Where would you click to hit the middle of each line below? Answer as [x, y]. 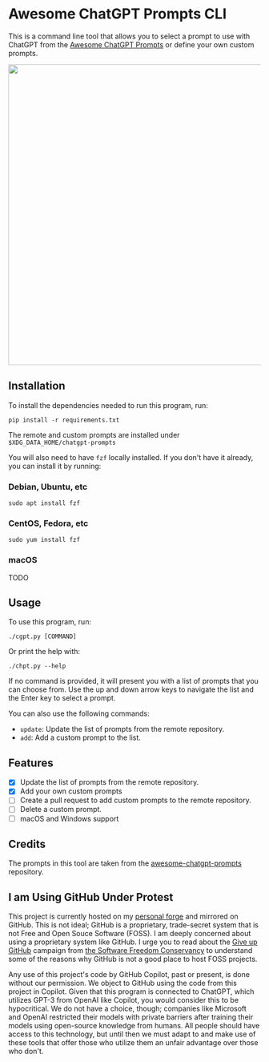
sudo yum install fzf [44, 540]
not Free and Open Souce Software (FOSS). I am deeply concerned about [130, 934]
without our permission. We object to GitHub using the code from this [123, 983]
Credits [27, 844]
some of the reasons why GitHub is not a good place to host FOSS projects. [133, 959]
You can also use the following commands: [79, 713]
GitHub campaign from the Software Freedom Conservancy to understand [130, 951]
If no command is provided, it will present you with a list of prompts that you [133, 681]
